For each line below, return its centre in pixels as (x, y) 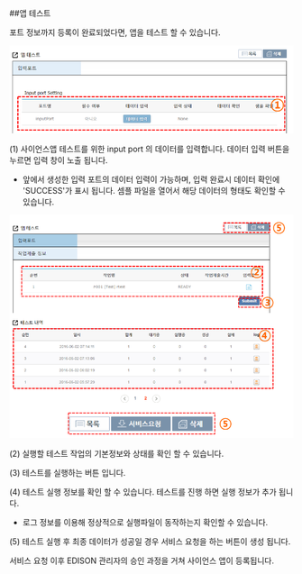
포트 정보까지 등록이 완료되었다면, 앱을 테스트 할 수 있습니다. (115, 32)
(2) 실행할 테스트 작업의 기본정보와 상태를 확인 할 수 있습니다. (117, 454)
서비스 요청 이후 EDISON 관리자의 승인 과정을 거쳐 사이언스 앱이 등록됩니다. (142, 560)
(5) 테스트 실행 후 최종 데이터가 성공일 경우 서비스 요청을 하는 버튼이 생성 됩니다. (150, 542)
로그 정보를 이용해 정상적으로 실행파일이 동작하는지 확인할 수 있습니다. (145, 523)
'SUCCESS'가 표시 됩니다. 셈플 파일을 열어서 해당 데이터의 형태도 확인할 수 (154, 191)
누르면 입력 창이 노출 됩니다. (59, 160)
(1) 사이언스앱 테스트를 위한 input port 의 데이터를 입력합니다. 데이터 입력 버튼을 (150, 149)
